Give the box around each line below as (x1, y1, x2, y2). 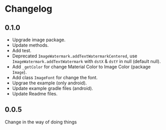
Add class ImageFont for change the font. (12, 75, 98, 80)
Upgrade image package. (12, 37, 66, 43)
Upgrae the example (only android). (12, 80, 87, 86)
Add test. (12, 48, 32, 53)
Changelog (5, 3, 52, 15)
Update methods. (12, 42, 49, 48)
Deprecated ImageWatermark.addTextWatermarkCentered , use (12, 53, 137, 59)
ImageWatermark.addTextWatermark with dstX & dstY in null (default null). (12, 58, 161, 64)
